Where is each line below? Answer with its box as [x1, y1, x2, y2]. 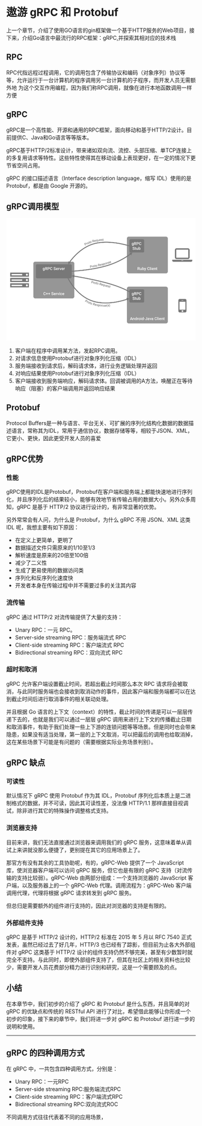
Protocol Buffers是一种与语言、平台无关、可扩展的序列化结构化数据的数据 [6, 419, 189, 426]
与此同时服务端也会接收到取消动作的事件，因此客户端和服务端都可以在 [16, 688, 191, 695]
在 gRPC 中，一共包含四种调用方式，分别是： [6, 1065, 118, 1072]
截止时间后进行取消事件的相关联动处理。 [11, 695, 112, 702]
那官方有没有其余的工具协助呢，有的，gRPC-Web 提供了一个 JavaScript [6, 859, 185, 866]
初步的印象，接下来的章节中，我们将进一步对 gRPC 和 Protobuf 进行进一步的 [6, 1015, 195, 1022]
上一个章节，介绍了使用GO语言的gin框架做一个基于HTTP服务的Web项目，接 [6, 27, 195, 34]
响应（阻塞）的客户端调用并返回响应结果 [14, 385, 115, 392]
